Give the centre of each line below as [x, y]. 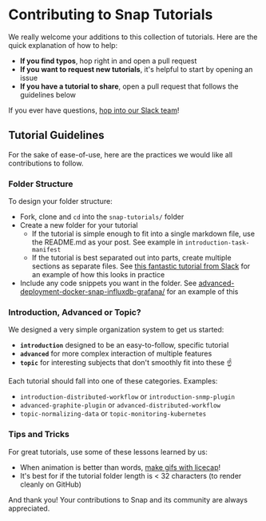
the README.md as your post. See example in [107, 242]
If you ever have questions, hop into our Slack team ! [94, 110]
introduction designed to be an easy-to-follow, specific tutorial [124, 345]
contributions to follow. [46, 163]
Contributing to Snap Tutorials [111, 15]
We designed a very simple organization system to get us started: [116, 330]
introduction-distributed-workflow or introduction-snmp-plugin [127, 396]
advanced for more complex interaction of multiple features [116, 354]
